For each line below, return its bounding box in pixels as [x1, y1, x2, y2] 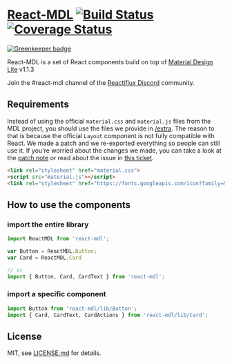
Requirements [7, 99, 69, 111]
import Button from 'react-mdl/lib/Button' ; [7, 305, 137, 312]
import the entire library [7, 220, 89, 229]
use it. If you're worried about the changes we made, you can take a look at [7, 146, 222, 155]
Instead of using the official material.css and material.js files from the [7, 117, 211, 125]
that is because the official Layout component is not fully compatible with [7, 131, 215, 140]
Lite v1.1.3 [7, 65, 35, 73]
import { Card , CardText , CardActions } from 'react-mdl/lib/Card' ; [7, 312, 209, 318]
